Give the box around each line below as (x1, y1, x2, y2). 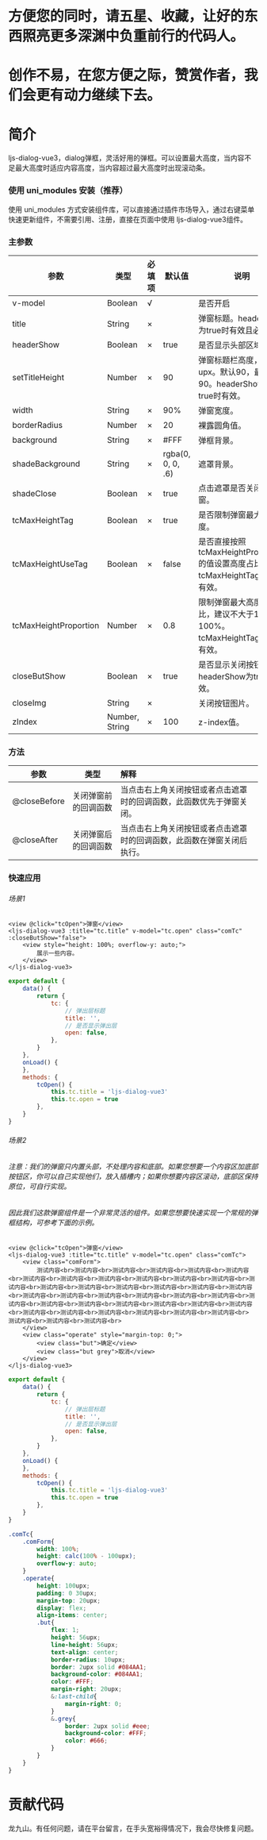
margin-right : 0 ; (64, 1699, 123, 1707)
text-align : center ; (50, 1648, 119, 1656)
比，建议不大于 (197, 608, 254, 619)
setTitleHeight (12, 371, 65, 383)
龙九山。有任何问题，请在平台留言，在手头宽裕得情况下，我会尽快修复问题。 (8, 1823, 258, 1833)
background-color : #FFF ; (64, 1730, 147, 1738)
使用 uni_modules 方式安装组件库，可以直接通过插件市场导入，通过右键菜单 (8, 204, 255, 214)
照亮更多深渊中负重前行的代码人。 (22, 27, 245, 45)
